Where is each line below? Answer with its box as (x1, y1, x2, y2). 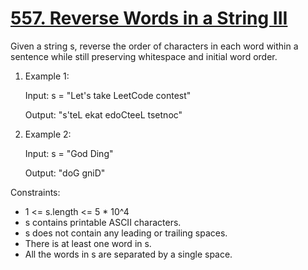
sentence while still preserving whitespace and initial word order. (10, 50, 278, 62)
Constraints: (10, 186, 61, 198)
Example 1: (24, 70, 70, 82)
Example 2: (24, 128, 72, 140)
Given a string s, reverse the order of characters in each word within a (10, 40, 299, 52)
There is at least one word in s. (24, 237, 152, 249)
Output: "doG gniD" (24, 167, 106, 179)
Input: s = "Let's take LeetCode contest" (24, 89, 192, 101)
